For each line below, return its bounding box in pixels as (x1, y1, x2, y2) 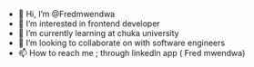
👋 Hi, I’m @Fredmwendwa (17, 9, 116, 19)
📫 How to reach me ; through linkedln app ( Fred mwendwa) (17, 48, 246, 58)
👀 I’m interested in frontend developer (17, 18, 161, 29)
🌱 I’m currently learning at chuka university (17, 28, 179, 38)
